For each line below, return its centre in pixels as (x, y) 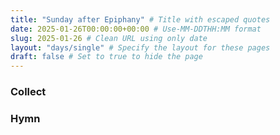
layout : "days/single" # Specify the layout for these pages (140, 47)
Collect (28, 92)
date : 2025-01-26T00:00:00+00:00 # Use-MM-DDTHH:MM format (136, 29)
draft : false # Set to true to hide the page (106, 57)
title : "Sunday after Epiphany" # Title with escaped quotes (140, 19)
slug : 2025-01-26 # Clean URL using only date (109, 38)
